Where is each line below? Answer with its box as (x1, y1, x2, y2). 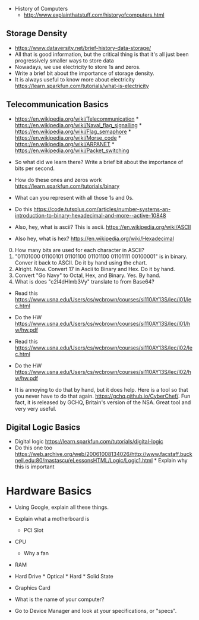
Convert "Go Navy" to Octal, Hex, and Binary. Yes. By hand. (14, 272, 161, 279)
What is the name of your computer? (14, 596, 105, 603)
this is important (14, 463, 55, 470)
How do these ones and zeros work (14, 176, 102, 183)
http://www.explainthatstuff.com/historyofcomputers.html (23, 11, 165, 18)
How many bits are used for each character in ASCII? (14, 246, 144, 253)
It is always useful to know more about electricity (14, 75, 135, 83)
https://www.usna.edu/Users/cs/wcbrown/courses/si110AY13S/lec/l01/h (14, 320, 191, 327)
